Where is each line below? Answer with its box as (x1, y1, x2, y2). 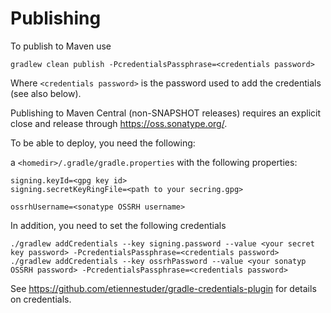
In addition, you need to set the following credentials (10, 219, 227, 231)
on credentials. (10, 293, 72, 305)
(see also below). (10, 87, 82, 99)
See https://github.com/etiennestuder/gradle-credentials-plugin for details (10, 282, 317, 294)
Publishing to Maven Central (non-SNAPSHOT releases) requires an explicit (10, 107, 322, 119)
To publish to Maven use (10, 40, 112, 52)
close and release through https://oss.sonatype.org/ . (10, 117, 228, 129)
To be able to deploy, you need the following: (10, 137, 196, 149)
